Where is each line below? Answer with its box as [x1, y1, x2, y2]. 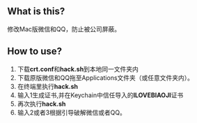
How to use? [7, 45, 63, 58]
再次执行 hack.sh [17, 99, 66, 108]
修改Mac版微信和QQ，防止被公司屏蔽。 [7, 24, 120, 33]
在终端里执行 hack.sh [17, 82, 79, 90]
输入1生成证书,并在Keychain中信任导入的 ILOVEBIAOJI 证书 [17, 90, 184, 99]
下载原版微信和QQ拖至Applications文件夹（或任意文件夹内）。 [17, 73, 194, 82]
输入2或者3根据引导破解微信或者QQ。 [17, 108, 127, 117]
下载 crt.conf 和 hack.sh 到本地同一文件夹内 [17, 65, 139, 73]
